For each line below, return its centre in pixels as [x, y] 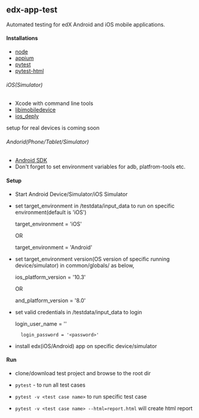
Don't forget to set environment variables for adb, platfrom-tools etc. [100, 167]
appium [24, 58]
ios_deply [27, 116]
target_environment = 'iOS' [49, 224]
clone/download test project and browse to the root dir [83, 373]
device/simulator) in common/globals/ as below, [74, 265]
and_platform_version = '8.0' [50, 300]
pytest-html [29, 71]
